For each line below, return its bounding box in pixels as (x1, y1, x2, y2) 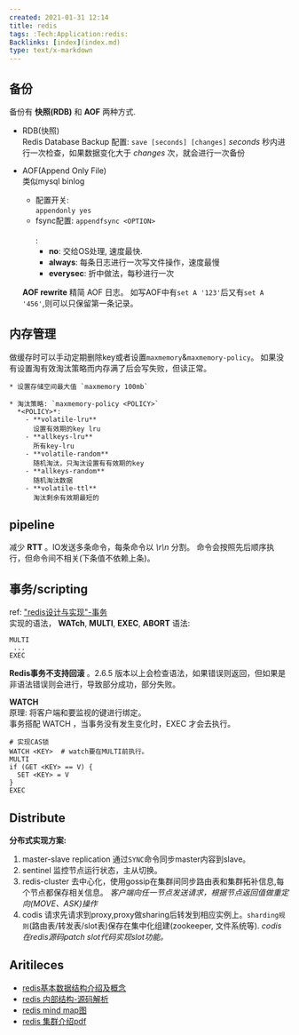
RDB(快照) (21, 125, 60, 136)
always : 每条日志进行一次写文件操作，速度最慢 (48, 257, 220, 267)
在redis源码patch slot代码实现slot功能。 (21, 931, 169, 942)
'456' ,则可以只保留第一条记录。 (21, 298, 138, 308)
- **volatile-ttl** (25, 483, 98, 493)
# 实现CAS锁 (9, 738, 50, 747)
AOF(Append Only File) (21, 165, 107, 176)
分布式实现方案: (9, 834, 67, 845)
